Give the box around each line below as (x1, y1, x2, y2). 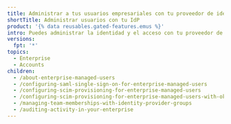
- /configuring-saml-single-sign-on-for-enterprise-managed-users (13, 81, 208, 87)
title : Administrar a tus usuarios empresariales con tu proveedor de (7, 10, 214, 17)
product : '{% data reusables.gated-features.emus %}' (7, 23, 165, 30)
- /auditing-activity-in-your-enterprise (13, 106, 134, 113)
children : (7, 68, 36, 74)
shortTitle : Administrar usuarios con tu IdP (7, 17, 140, 23)
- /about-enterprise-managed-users (13, 74, 115, 81)
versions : (7, 36, 36, 43)
